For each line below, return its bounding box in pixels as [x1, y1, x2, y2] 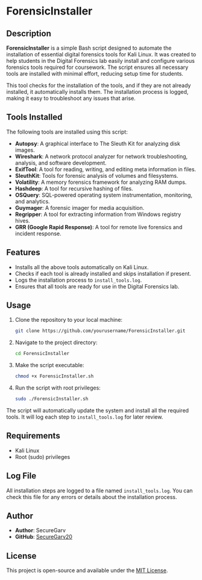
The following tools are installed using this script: [6, 128, 128, 135]
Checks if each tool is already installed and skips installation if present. [14, 270, 192, 277]
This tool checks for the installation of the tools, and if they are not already [6, 82, 191, 89]
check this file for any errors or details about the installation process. [6, 493, 177, 500]
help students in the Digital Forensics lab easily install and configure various [6, 57, 195, 64]
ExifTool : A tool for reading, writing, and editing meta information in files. [14, 165, 197, 173]
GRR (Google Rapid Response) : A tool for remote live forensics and [14, 223, 183, 230]
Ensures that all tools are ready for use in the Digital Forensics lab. [14, 282, 180, 290]
